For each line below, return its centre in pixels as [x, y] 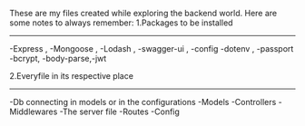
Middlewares [34, 111]
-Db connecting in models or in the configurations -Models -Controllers [143, 102]
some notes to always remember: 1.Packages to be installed [121, 23]
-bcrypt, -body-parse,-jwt [58, 58]
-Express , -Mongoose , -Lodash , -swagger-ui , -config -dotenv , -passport [152, 48]
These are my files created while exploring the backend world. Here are [143, 13]
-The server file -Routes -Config [119, 111]
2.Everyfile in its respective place [72, 76]
